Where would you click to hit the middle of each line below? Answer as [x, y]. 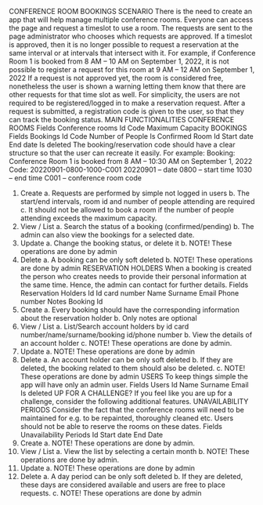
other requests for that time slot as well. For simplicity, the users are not [124, 94]
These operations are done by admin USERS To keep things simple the [134, 376]
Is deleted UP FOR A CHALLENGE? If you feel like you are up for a [126, 393]
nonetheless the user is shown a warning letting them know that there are [127, 86]
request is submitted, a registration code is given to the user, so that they [127, 111]
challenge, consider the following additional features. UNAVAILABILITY [134, 401]
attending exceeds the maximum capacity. [88, 218]
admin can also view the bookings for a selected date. [107, 235]
